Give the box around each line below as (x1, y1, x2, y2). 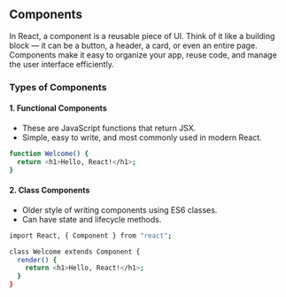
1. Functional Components (9, 103, 108, 113)
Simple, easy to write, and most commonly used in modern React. (21, 132, 263, 143)
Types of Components (9, 81, 107, 93)
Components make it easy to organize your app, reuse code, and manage (9, 49, 277, 60)
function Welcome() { (9, 149, 89, 158)
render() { (17, 255, 58, 264)
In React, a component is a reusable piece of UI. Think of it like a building (9, 30, 275, 41)
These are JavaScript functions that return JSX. (21, 122, 197, 133)
